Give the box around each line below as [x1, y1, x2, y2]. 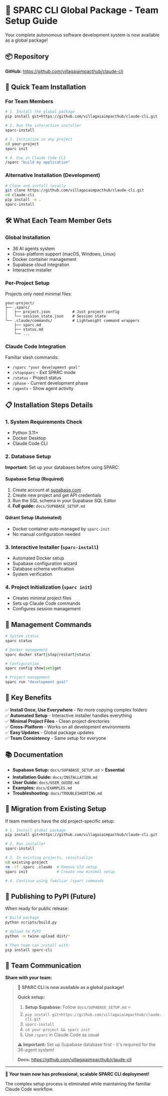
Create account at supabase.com [12, 487, 81, 493]
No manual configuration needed [12, 531, 81, 537]
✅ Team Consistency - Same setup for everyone [5, 735, 106, 741]
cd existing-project [5, 860, 48, 865]
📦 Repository [5, 52, 49, 61]
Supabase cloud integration [12, 261, 69, 267]
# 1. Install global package [5, 828, 66, 833]
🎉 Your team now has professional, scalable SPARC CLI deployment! [5, 1071, 149, 1077]
